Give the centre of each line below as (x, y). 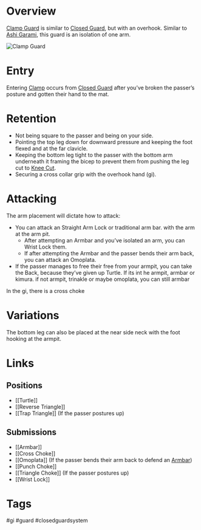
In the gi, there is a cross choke (46, 291)
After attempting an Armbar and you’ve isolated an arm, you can (104, 240)
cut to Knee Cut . (36, 168)
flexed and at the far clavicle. (51, 148)
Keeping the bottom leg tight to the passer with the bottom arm (94, 155)
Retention (31, 119)
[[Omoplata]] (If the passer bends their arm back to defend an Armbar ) (104, 459)
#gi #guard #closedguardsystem (47, 520)
